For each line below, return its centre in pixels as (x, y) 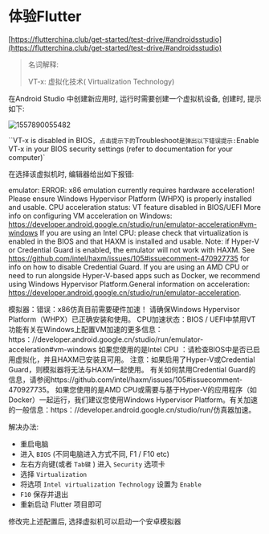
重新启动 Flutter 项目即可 (61, 504)
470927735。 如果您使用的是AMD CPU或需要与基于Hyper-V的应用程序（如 (132, 389)
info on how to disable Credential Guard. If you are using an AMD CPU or (128, 267)
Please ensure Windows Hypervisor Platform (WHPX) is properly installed (130, 199)
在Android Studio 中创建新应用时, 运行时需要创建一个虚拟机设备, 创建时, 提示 (135, 98)
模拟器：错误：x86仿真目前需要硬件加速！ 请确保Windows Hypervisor (124, 309)
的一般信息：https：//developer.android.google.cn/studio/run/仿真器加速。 (132, 409)
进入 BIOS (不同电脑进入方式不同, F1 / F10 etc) (95, 454)
